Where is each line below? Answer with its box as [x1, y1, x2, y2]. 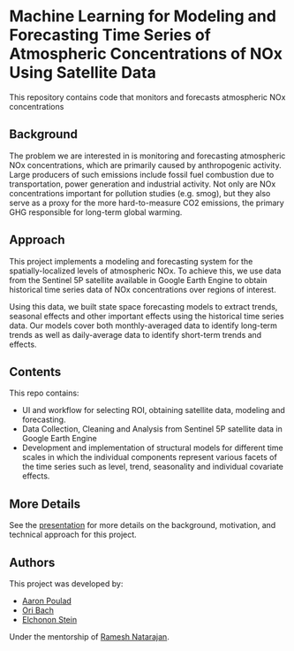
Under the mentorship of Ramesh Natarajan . [9, 632, 170, 642]
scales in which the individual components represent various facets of [21, 452, 278, 463]
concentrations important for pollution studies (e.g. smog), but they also [9, 188, 271, 198]
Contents [9, 364, 62, 379]
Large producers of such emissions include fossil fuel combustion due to [9, 169, 275, 180]
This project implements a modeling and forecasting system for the [9, 256, 253, 266]
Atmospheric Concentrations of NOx [9, 44, 283, 64]
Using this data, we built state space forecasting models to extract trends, [9, 301, 278, 311]
